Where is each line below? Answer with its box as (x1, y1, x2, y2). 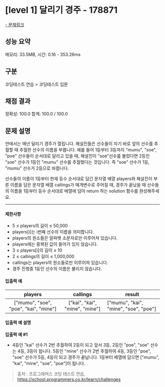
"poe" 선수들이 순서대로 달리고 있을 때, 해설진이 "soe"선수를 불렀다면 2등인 (5, 153, 150, 159)
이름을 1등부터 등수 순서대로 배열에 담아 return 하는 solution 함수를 (10, 188, 138, 194)
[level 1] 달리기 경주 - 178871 (5, 4, 118, 16)
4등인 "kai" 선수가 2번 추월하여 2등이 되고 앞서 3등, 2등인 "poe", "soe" (12, 342, 149, 348)
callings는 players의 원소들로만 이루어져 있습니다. (12, 260, 109, 266)
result (125, 291, 139, 298)
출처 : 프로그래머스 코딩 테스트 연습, (17, 371, 85, 377)
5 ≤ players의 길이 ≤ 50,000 (12, 223, 68, 229)
